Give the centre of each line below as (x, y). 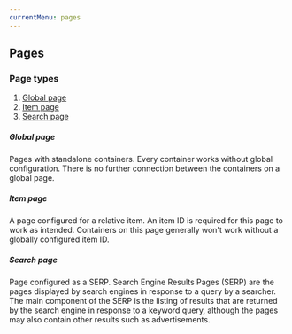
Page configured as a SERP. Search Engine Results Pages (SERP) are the (142, 282)
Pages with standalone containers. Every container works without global (141, 159)
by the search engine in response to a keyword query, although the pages (144, 310)
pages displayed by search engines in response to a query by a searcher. (143, 291)
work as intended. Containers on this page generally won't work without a (144, 230)
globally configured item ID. (59, 239)
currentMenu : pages (45, 17)
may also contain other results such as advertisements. (110, 320)
